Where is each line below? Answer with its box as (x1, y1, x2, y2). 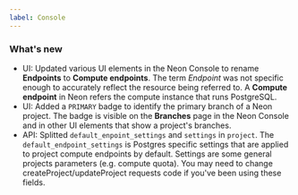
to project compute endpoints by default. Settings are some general (21, 148, 272, 159)
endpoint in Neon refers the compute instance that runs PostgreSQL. (21, 91, 277, 102)
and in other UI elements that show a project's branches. (21, 120, 232, 131)
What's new (9, 42, 63, 55)
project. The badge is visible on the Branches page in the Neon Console (21, 110, 289, 121)
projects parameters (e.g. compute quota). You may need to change (21, 157, 273, 168)
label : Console (9, 13, 66, 22)
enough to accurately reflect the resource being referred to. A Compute (21, 81, 288, 92)
